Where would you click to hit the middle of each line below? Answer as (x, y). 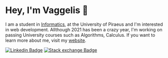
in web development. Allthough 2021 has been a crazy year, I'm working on (84, 29)
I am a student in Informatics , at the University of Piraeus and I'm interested (84, 24)
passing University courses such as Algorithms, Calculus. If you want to (80, 35)
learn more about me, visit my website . (46, 40)
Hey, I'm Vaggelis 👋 (47, 10)
